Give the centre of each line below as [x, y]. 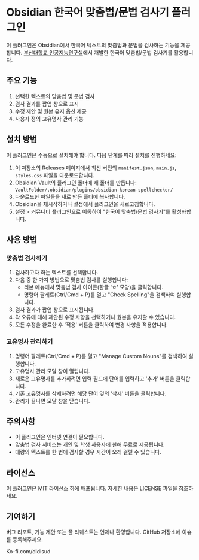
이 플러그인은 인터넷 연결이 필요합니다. [59, 437]
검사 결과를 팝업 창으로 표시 [47, 104]
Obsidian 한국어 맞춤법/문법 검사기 [88, 12]
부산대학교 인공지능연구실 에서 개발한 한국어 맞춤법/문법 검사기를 [98, 52]
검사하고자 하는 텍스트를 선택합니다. [56, 273]
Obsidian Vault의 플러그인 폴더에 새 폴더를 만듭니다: [76, 183]
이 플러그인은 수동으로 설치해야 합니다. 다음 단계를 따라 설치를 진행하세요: [91, 155]
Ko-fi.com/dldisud [28, 551]
